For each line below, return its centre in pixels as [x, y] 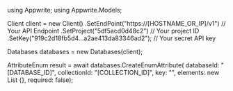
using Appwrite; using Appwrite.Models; [65, 10]
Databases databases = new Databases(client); [75, 52]
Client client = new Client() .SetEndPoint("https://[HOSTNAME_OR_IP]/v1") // [116, 23]
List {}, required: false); [40, 80]
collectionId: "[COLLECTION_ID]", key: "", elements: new [139, 73]
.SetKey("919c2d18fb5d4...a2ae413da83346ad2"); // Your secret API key [112, 38]
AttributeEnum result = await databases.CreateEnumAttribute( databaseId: [113, 65]
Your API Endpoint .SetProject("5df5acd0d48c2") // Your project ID [103, 31]
